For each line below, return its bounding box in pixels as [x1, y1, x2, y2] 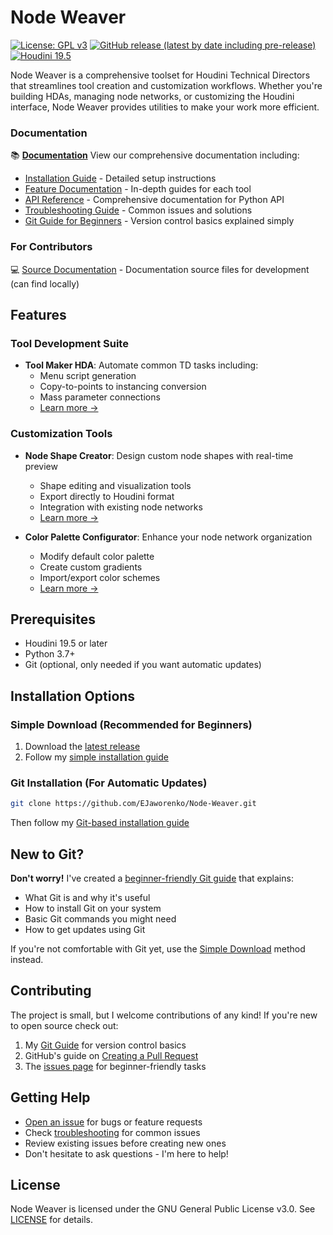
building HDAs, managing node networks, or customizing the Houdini [10, 90, 295, 102]
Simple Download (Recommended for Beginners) [10, 717, 253, 731]
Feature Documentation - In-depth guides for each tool [24, 183, 252, 195]
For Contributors [10, 240, 93, 254]
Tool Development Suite [10, 336, 129, 350]
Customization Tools [10, 427, 113, 441]
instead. [10, 954, 44, 965]
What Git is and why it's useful [24, 892, 151, 903]
